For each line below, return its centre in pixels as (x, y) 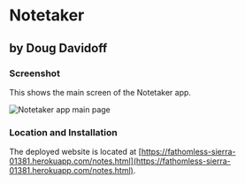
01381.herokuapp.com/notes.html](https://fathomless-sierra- (120, 161)
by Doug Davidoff (58, 48)
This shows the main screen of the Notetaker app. (100, 92)
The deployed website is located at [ (75, 152)
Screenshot (34, 73)
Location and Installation (63, 132)
